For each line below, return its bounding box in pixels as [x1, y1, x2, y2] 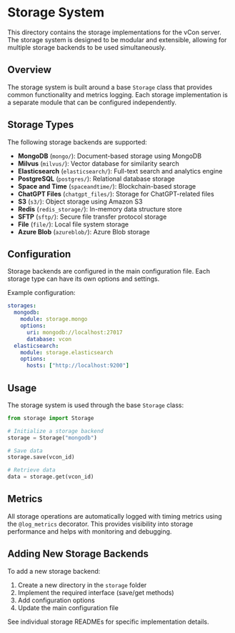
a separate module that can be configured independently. [7, 98, 177, 106]
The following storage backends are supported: [7, 137, 148, 146]
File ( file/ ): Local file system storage [17, 219, 129, 229]
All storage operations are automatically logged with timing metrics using [7, 512, 223, 520]
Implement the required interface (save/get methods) [17, 588, 174, 597]
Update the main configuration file [17, 603, 119, 612]
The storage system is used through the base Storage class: [7, 401, 184, 409]
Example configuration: [7, 289, 76, 297]
